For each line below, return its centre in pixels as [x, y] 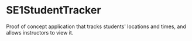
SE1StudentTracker [54, 10]
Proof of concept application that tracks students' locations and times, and [96, 26]
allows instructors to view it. [40, 32]
